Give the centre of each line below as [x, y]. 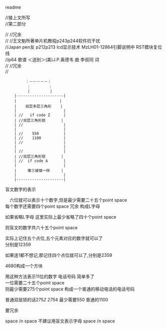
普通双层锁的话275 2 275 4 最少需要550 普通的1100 [57, 300]
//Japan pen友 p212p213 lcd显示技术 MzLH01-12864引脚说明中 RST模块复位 [84, 47]
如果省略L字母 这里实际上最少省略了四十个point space [61, 217]
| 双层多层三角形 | [38, 106]
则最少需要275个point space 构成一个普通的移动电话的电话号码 [70, 289]
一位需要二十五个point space [35, 283]
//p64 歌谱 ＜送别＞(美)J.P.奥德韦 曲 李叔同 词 [52, 59]
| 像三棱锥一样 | [39, 171]
